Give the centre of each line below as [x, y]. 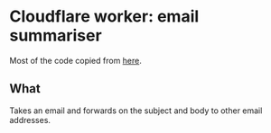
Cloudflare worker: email [104, 17]
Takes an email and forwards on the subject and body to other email [136, 111]
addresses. [30, 120]
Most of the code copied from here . [76, 60]
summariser [56, 35]
